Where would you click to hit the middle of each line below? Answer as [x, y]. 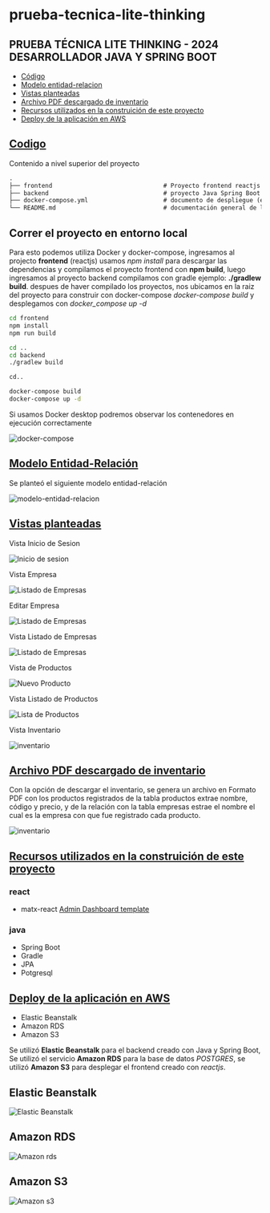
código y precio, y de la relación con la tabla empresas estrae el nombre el [132, 807]
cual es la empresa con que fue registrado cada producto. [105, 816]
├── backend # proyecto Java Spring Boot [135, 193]
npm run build [33, 333]
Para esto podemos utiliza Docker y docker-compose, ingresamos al [122, 252]
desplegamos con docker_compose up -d [78, 303]
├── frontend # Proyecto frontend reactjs [135, 185]
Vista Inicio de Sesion [45, 543]
